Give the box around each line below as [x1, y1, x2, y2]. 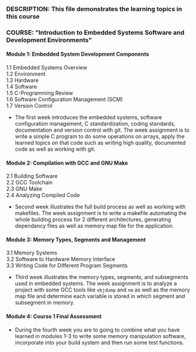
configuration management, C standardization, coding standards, [14, 120, 176, 128]
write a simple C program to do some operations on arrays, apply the [14, 133, 185, 140]
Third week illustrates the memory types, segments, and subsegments [14, 274, 189, 281]
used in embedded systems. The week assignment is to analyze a [14, 280, 177, 287]
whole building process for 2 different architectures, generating [14, 216, 171, 223]
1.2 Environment [6, 71, 46, 78]
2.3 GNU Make [6, 185, 43, 193]
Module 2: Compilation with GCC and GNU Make [6, 159, 128, 166]
